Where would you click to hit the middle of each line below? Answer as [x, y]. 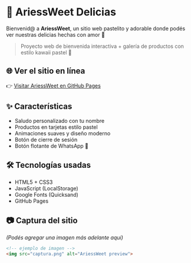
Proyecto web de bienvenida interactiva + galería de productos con [102, 46]
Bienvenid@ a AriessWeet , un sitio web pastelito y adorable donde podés [96, 28]
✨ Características [39, 107]
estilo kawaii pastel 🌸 [46, 52]
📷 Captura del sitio [42, 220]
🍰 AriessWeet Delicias [61, 12]
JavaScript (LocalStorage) [46, 189]
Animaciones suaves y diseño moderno [62, 133]
